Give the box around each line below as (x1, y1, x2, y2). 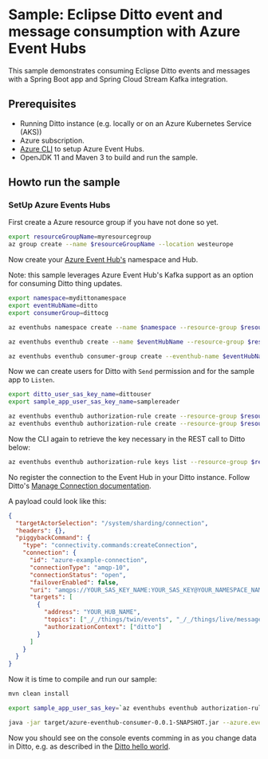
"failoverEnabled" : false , (29, 578, 120, 587)
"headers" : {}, (15, 526, 66, 535)
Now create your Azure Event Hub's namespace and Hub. (8, 255, 199, 265)
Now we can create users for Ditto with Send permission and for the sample (8, 367, 255, 376)
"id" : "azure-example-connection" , (29, 556, 148, 564)
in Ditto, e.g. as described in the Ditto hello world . (8, 741, 171, 751)
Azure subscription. (19, 136, 85, 145)
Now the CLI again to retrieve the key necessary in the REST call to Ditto (8, 434, 246, 443)
